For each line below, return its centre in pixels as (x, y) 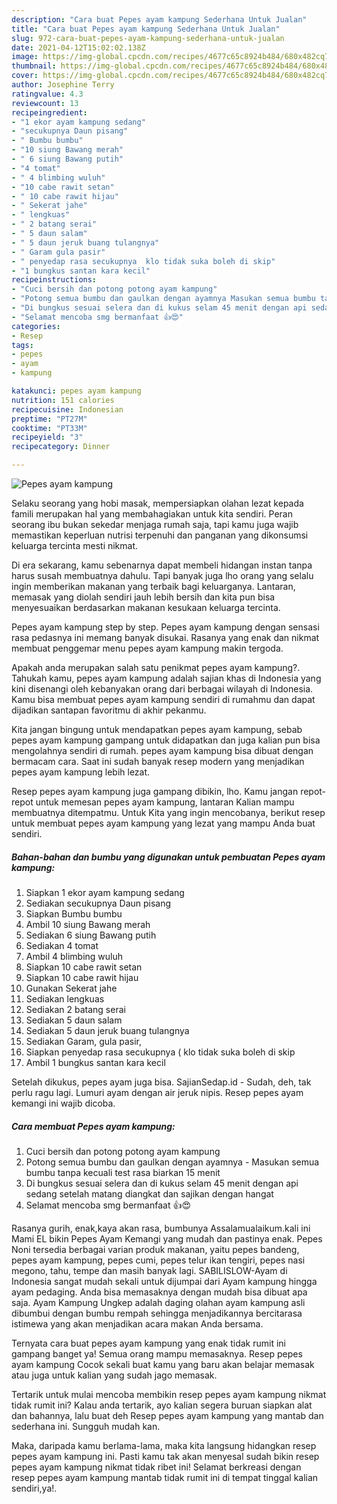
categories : (36, 326)
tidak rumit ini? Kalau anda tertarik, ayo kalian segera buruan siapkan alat (162, 1405)
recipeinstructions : (54, 280)
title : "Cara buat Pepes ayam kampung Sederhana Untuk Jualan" (146, 29)
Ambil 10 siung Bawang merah (88, 924)
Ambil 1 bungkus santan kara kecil (95, 1062)
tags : (22, 345)
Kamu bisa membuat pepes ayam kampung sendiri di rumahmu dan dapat (163, 699)
